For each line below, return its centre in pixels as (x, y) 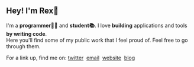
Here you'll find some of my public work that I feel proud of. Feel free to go (97, 40)
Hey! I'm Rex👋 (33, 11)
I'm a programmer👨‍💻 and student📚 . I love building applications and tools (97, 25)
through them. (23, 46)
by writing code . (27, 33)
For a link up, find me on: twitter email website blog (71, 58)
